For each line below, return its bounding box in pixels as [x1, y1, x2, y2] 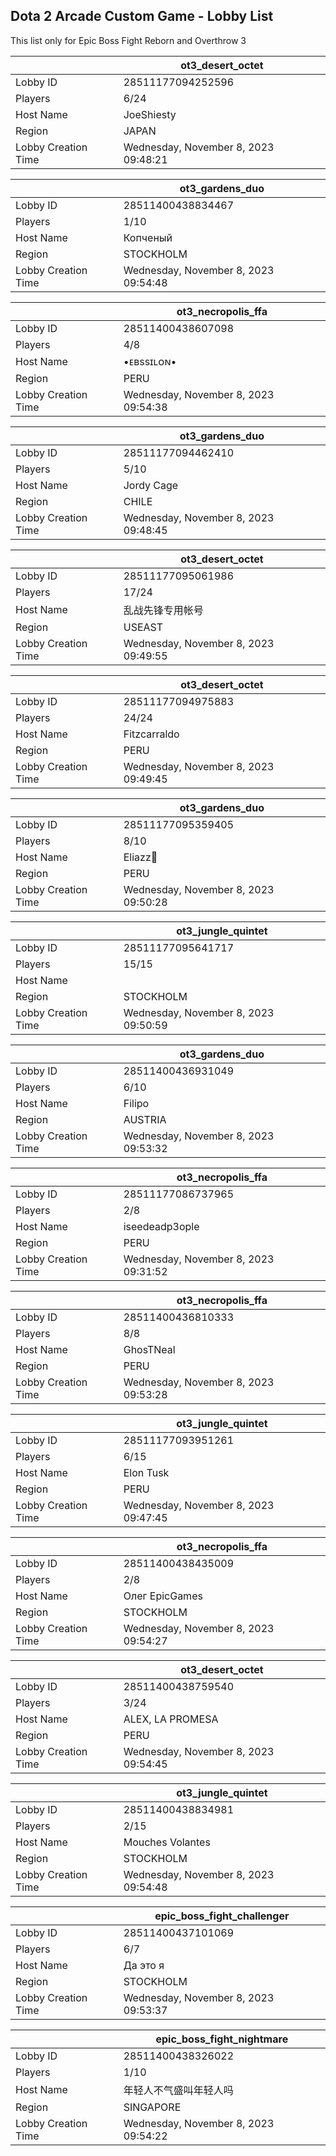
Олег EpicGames [123, 1589, 203, 1603]
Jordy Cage [123, 478, 179, 492]
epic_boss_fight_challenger [154, 1909, 290, 1923]
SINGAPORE [123, 2100, 182, 2114]
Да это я [123, 1958, 165, 1972]
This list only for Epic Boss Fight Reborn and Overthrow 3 [10, 34, 247, 46]
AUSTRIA [123, 1112, 167, 1126]
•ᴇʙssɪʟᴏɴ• [123, 354, 177, 368]
